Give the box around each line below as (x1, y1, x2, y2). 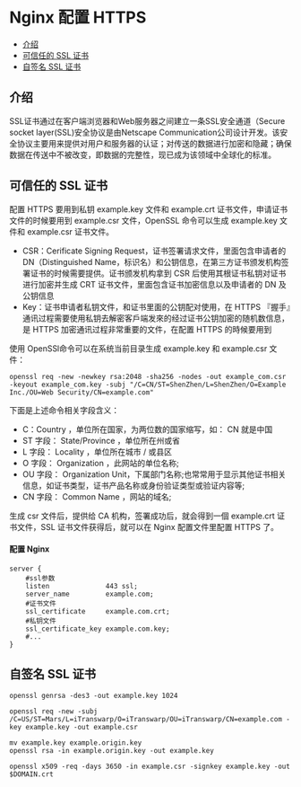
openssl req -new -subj (9, 706, 99, 716)
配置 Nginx (9, 544, 50, 554)
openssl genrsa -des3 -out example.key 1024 (9, 691, 178, 700)
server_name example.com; (25, 589, 154, 598)
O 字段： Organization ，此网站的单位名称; (21, 457, 179, 468)
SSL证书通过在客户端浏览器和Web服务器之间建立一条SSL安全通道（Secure (9, 115, 286, 126)
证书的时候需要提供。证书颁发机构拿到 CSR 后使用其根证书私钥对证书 (30, 268, 287, 279)
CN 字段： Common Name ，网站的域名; (21, 491, 172, 502)
